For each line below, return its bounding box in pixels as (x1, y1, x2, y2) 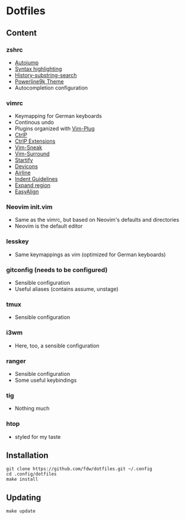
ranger (6, 357, 26, 365)
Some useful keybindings (14, 377, 77, 384)
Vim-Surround (14, 150, 50, 158)
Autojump (14, 59, 39, 66)
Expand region (14, 182, 51, 189)
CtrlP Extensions (14, 138, 56, 145)
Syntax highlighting (14, 65, 62, 72)
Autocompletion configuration (14, 84, 88, 91)
